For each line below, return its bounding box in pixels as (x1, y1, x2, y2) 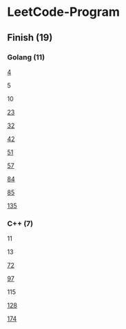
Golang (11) (7, 52, 45, 62)
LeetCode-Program (7, 4, 120, 20)
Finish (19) (7, 32, 53, 43)
